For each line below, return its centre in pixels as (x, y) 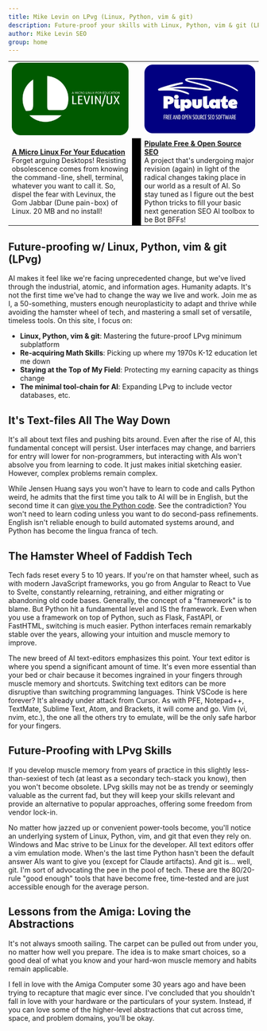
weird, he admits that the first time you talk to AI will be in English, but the (128, 497)
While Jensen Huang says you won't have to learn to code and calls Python (132, 488)
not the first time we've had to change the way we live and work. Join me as (133, 295)
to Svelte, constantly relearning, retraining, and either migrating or (116, 592)
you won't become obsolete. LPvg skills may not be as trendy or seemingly (131, 787)
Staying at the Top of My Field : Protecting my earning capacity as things (139, 370)
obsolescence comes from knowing (70, 169)
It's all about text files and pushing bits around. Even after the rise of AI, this (132, 440)
